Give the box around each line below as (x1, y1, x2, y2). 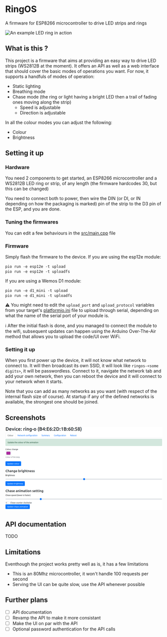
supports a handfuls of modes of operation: (5, 73, 95, 79)
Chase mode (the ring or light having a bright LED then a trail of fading (12, 93, 157, 99)
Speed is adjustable (19, 104, 61, 110)
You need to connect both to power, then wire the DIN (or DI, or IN (5, 195, 141, 201)
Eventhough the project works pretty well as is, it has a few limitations (5, 561, 149, 567)
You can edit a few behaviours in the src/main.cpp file (5, 230, 116, 236)
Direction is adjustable (19, 109, 66, 115)
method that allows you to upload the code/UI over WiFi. (5, 333, 121, 339)
